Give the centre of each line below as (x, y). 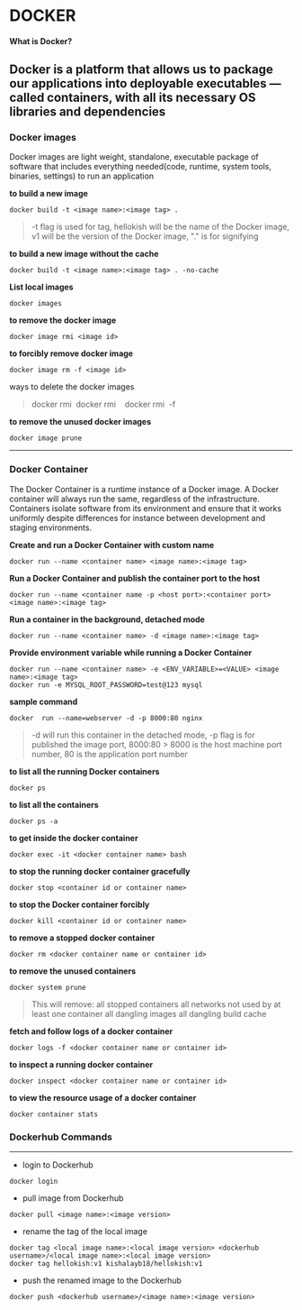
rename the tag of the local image (85, 1232)
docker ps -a (34, 821)
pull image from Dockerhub (73, 1198)
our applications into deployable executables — (145, 83)
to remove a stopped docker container (82, 938)
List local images (41, 287)
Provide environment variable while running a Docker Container (131, 652)
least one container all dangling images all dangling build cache (149, 1013)
